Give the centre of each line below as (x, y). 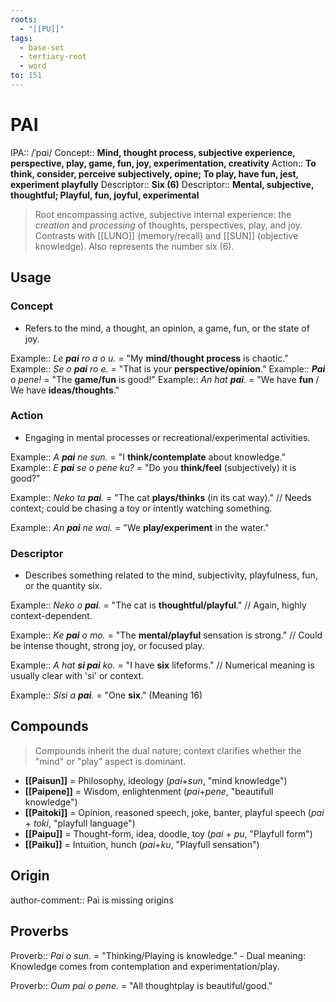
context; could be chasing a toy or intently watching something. (141, 508)
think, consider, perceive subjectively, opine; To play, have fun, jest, (154, 173)
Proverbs (39, 931)
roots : (24, 19)
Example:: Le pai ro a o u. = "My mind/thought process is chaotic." (149, 358)
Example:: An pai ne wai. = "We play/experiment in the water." (140, 527)
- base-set (42, 47)
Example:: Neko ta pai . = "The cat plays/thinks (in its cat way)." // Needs (161, 497)
